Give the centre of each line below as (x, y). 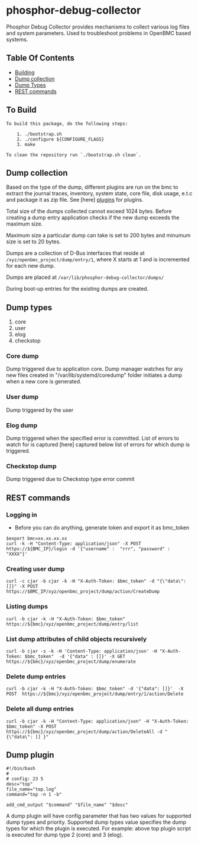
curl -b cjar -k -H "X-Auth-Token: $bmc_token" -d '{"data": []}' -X (95, 689)
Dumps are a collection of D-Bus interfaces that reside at (75, 253)
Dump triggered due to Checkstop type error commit (70, 479)
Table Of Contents (40, 58)
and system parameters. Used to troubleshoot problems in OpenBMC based (98, 33)
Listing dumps (27, 607)
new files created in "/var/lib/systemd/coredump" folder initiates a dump (94, 375)
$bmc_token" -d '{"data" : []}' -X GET (75, 656)
